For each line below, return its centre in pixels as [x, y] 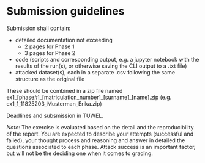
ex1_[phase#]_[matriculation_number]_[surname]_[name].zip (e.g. [89, 97]
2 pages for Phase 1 [49, 46]
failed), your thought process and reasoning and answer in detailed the [96, 140]
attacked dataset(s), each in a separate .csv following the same [95, 72]
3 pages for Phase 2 [50, 53]
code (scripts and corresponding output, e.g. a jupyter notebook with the [107, 59]
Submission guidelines [65, 11]
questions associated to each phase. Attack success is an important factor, [101, 147]
